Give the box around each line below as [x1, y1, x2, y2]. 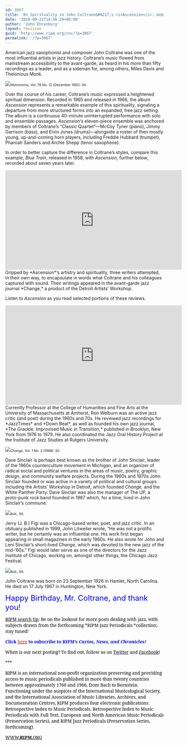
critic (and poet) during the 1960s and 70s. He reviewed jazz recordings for [5, 415, 161, 421]
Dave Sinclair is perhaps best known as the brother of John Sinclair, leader [5, 457, 160, 463]
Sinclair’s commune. [5, 500, 47, 506]
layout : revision [5, 26, 42, 31]
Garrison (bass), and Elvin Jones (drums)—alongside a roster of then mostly [5, 128, 164, 134]
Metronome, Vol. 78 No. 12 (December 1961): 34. [10, 82, 87, 87]
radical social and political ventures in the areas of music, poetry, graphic [5, 468, 158, 474]
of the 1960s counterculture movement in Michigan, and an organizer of [5, 462, 155, 468]
